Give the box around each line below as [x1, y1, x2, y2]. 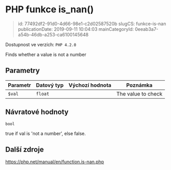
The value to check [116, 90, 163, 97]
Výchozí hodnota [68, 81, 111, 88]
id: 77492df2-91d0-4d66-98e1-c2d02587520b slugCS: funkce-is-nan [17, 21, 166, 27]
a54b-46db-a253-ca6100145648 [17, 31, 89, 37]
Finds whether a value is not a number [5, 51, 86, 58]
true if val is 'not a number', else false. [5, 130, 86, 137]
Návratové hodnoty [5, 108, 69, 117]
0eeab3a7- [135, 26, 159, 32]
